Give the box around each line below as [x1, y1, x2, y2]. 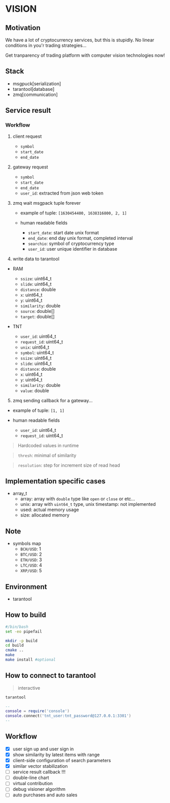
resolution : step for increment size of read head [17, 462, 120, 468]
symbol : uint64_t [20, 349, 54, 355]
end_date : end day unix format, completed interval [28, 235, 133, 241]
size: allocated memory [20, 512, 70, 518]
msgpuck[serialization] [12, 80, 61, 87]
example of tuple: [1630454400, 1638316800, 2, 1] [20, 210, 127, 216]
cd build [5, 643, 24, 648]
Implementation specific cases [5, 477, 106, 485]
